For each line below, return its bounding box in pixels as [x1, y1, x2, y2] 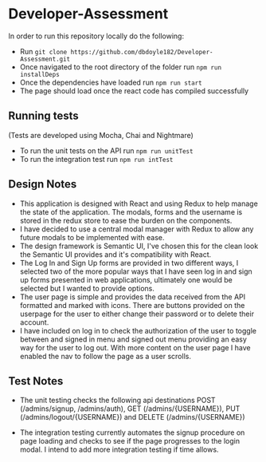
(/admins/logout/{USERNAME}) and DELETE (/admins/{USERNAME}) [19, 413, 245, 422]
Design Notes [8, 177, 77, 192]
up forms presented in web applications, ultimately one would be [19, 274, 233, 284]
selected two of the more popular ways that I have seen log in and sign [19, 267, 252, 276]
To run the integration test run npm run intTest [19, 154, 174, 164]
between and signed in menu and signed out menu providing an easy [19, 334, 247, 344]
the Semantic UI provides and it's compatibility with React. [19, 249, 212, 259]
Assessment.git [19, 55, 71, 63]
